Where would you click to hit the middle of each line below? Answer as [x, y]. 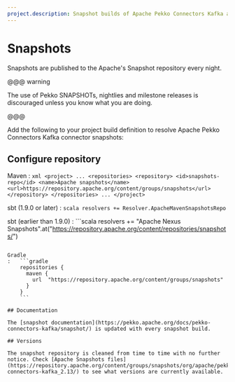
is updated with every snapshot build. [153, 329]
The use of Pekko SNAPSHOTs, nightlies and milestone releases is [103, 95]
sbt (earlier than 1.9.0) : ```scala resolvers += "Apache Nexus [94, 221]
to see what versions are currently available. [153, 372]
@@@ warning [29, 81]
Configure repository [54, 159]
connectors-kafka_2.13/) [43, 372]
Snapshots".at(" [30, 229]
